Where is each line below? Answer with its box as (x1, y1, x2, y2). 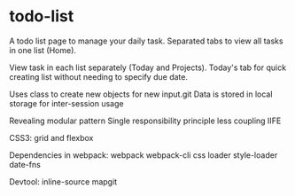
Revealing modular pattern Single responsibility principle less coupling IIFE (9, 115, 282, 126)
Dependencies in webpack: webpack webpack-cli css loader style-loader (9, 149, 278, 161)
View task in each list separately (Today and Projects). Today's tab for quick (9, 62, 286, 73)
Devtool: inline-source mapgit (9, 176, 118, 187)
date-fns (9, 159, 42, 169)
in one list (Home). (9, 44, 77, 55)
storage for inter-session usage (9, 98, 124, 108)
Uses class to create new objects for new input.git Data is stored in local (9, 89, 273, 99)
